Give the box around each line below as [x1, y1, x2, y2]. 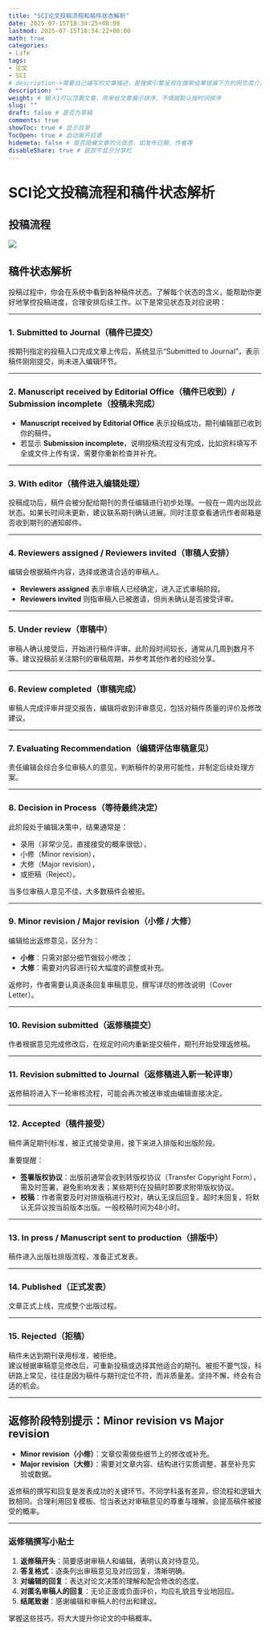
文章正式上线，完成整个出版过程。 [8, 1301, 121, 1311]
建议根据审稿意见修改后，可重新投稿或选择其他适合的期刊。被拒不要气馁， [8, 1360, 255, 1370]
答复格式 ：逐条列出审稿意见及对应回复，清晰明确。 [19, 1566, 190, 1575]
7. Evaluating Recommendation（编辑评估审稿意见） [8, 743, 215, 754]
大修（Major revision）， [19, 859, 99, 869]
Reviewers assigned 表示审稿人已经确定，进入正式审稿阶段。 [19, 584, 225, 594]
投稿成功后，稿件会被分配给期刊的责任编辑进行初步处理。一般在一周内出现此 [8, 498, 262, 507]
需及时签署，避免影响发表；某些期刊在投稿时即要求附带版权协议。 [19, 1182, 239, 1192]
